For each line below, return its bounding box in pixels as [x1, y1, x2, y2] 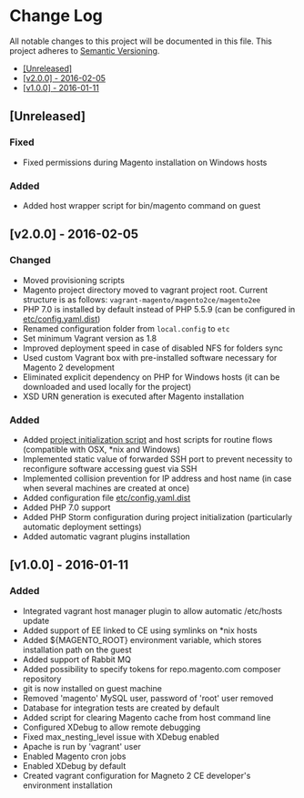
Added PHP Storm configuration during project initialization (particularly [22, 511, 293, 522]
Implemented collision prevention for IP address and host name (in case [22, 473, 292, 484]
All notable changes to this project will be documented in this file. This [9, 36, 273, 46]
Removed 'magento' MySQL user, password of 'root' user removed [22, 692, 274, 703]
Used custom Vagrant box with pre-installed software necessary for [22, 352, 278, 363]
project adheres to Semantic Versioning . [9, 45, 160, 56]
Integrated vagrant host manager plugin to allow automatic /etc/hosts [22, 605, 283, 616]
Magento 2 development [22, 362, 116, 373]
